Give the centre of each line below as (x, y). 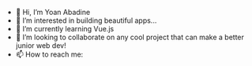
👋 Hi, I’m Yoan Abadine (53, 12)
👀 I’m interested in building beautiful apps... (86, 20)
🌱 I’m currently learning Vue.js (65, 29)
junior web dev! (41, 46)
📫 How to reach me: (49, 54)
